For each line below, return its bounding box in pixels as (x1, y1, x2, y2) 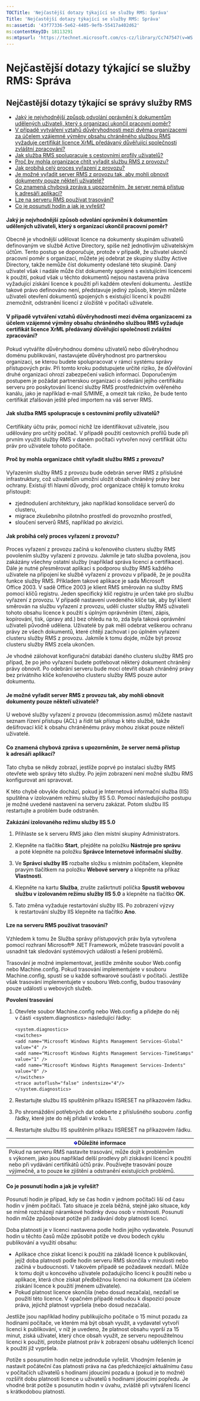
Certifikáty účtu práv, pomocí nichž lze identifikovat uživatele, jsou (6, 423, 170, 430)
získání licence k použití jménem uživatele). (14, 1282, 122, 1290)
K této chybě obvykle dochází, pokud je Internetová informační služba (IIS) (6, 787, 189, 795)
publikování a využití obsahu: (6, 1239, 77, 1246)
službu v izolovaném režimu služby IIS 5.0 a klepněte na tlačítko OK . (14, 890, 186, 897)
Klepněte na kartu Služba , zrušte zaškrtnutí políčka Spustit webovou (14, 884, 185, 891)
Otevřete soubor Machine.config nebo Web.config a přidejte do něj (14, 1007, 180, 1015)
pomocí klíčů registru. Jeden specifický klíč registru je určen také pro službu (6, 590, 193, 597)
